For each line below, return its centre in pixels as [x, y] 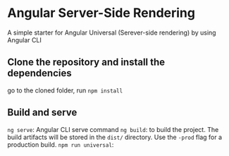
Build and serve [42, 113]
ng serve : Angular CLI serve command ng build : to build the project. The [113, 129]
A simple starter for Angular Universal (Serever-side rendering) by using [112, 32]
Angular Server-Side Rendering [101, 13]
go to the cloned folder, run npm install [65, 90]
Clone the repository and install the [86, 62]
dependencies [39, 73]
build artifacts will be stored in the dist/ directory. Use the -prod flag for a [115, 137]
